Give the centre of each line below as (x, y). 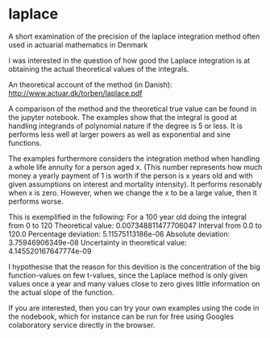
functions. (25, 142)
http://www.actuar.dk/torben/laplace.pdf (75, 93)
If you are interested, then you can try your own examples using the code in (134, 307)
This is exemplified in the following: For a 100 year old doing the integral (128, 216)
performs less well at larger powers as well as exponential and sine (120, 134)
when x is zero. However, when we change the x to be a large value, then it (133, 192)
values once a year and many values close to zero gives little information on (134, 283)
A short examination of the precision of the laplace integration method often (134, 36)
